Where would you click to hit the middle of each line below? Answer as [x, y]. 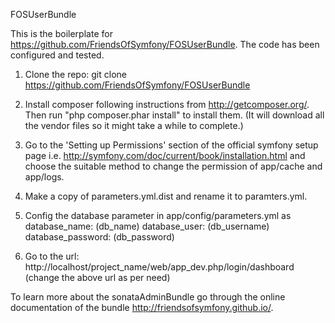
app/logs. [44, 177]
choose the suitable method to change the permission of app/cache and [173, 166]
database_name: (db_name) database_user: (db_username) [147, 226]
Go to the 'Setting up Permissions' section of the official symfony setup [171, 145]
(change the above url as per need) [97, 277]
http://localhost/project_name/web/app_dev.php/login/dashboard [159, 267]
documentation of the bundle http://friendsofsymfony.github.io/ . [142, 307]
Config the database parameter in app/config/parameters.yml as [158, 215]
